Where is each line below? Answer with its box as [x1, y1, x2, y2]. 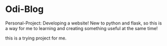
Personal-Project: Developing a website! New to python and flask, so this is [5, 20, 162, 26]
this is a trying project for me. [5, 35, 67, 41]
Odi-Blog [5, 3, 44, 15]
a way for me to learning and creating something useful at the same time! [5, 25, 158, 31]
